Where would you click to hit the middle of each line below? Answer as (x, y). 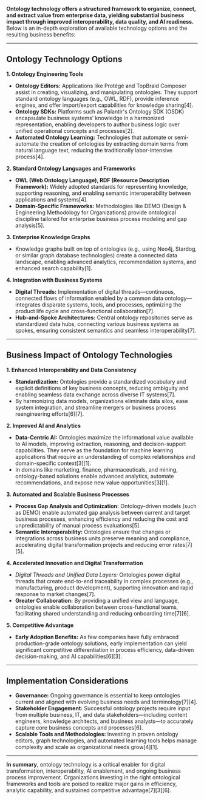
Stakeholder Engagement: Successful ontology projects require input (103, 708)
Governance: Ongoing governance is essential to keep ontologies (97, 696)
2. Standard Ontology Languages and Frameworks (71, 168)
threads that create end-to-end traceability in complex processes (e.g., (104, 581)
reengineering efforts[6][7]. (49, 414)
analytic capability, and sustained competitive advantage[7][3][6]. (89, 790)
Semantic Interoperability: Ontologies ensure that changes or (93, 532)
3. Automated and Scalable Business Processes (68, 494)
